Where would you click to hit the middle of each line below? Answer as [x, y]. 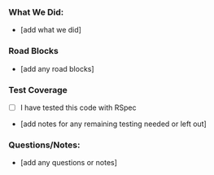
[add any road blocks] [57, 68]
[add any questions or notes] [69, 163]
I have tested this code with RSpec [78, 107]
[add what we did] [50, 30]
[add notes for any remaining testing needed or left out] [114, 124]
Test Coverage [38, 90]
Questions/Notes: [44, 145]
